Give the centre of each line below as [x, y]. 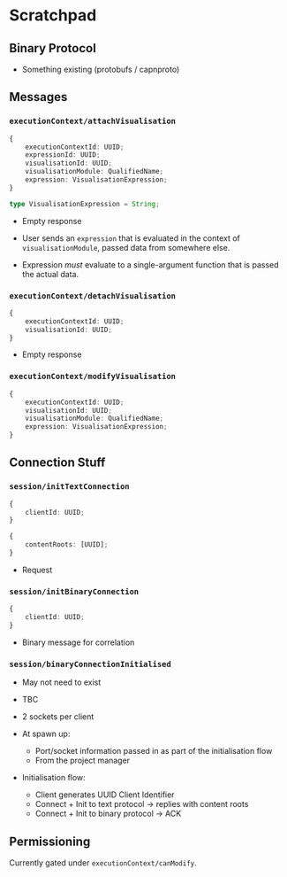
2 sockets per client [58, 717]
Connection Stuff [57, 463]
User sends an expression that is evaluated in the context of [131, 238]
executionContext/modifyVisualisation [93, 376]
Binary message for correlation [78, 642]
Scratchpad [53, 16]
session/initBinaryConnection [74, 591]
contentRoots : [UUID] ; [67, 545]
